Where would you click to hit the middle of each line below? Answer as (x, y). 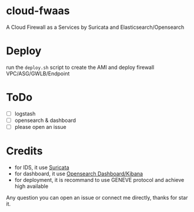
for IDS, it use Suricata (42, 167)
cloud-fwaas (38, 11)
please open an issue (40, 127)
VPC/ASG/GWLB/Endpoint (38, 73)
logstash (25, 114)
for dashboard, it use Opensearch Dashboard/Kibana (78, 173)
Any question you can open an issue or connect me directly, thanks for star (97, 197)
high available (31, 186)
